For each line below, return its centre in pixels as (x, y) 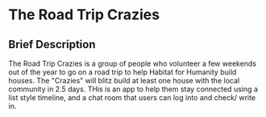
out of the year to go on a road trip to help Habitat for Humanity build (123, 72)
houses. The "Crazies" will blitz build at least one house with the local (124, 81)
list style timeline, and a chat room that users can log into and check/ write (132, 97)
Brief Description (52, 44)
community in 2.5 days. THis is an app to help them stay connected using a (133, 89)
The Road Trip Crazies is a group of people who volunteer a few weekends (132, 63)
